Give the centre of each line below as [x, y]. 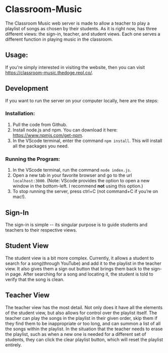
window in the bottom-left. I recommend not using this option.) [78, 186]
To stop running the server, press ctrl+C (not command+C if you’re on [85, 191]
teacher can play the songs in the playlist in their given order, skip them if [81, 318]
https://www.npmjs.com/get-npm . [48, 135]
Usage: [17, 55]
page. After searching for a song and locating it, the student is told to [82, 274]
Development [27, 88]
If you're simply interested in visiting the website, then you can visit [75, 67]
